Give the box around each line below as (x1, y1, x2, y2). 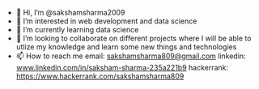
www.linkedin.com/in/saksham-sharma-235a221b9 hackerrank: (15, 63, 229, 72)
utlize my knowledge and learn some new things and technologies (15, 42, 237, 52)
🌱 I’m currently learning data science (15, 25, 139, 34)
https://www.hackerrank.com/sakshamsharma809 (15, 71, 185, 81)
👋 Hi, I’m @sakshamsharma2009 (15, 8, 125, 17)
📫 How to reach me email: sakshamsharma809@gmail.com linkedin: (15, 51, 246, 61)
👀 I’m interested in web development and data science (15, 16, 197, 26)
